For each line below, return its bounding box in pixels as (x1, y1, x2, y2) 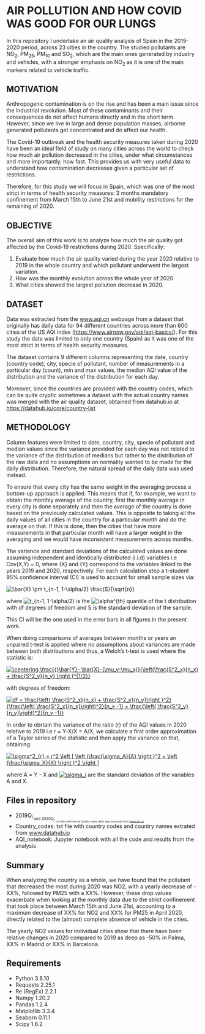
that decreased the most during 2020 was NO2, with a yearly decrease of (6, 883, 193, 890)
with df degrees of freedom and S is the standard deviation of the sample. (6, 604, 193, 611)
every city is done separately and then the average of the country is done (6, 502, 192, 510)
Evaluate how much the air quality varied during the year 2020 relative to (15, 255, 199, 262)
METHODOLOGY (6, 422, 71, 433)
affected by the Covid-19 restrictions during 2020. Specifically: (6, 243, 165, 251)
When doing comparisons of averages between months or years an (6, 634, 176, 641)
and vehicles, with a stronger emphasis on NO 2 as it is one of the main (6, 58, 184, 67)
